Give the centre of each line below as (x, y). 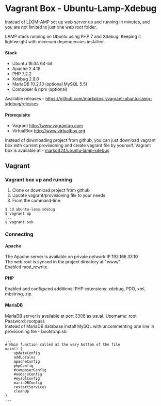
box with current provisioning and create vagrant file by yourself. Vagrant (78, 146)
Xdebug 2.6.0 (25, 79)
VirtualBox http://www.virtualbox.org (48, 131)
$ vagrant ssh (19, 222)
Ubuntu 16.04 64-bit (32, 64)
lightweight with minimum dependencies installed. (55, 41)
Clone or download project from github (51, 190)
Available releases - (25, 99)
